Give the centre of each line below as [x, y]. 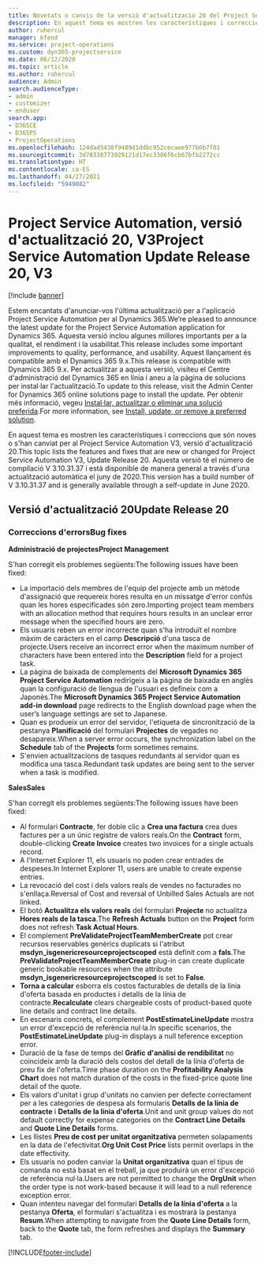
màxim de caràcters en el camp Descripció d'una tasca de [115, 639]
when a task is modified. [59, 773]
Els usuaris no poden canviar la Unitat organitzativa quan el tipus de [131, 1162]
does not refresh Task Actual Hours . [79, 927]
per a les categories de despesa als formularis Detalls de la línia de [129, 1103]
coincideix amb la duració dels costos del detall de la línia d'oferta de [132, 1061]
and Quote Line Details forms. [69, 1128]
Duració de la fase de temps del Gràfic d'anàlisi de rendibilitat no [127, 1053]
